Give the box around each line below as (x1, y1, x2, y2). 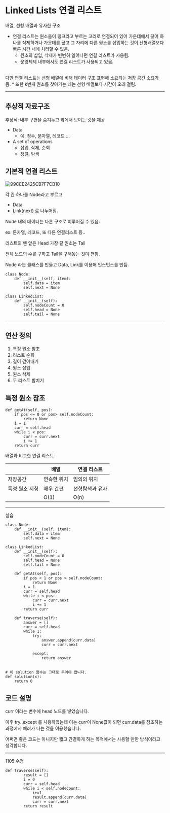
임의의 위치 (73, 476, 98, 483)
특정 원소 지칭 (8, 485, 39, 492)
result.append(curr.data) (32, 795, 87, 800)
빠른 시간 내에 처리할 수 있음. (12, 46, 70, 52)
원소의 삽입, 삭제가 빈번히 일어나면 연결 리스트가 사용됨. (20, 52, 130, 58)
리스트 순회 (12, 352, 35, 358)
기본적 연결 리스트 (5, 167, 58, 176)
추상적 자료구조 (5, 102, 50, 111)
